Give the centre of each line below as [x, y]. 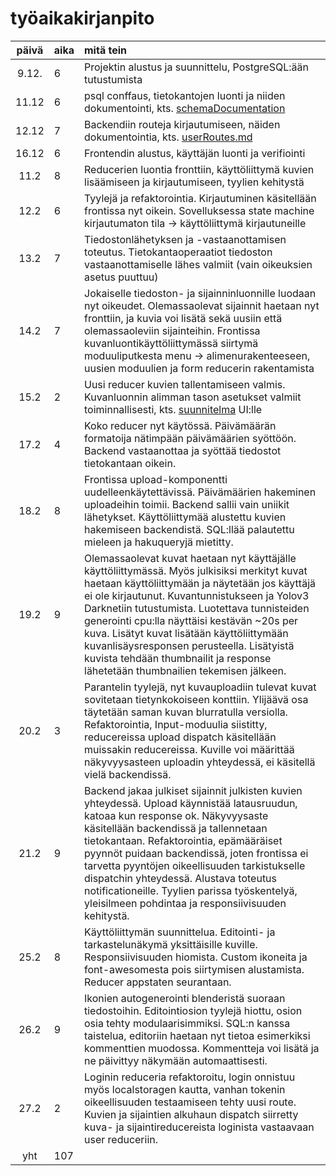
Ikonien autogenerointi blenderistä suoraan [185, 998]
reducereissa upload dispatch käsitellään [180, 737]
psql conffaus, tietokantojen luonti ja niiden [185, 95]
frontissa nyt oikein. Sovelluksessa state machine [199, 210]
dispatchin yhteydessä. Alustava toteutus [181, 878]
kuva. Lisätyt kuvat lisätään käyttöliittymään [186, 633]
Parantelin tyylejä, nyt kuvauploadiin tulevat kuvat [200, 687]
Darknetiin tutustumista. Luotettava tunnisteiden [197, 608]
